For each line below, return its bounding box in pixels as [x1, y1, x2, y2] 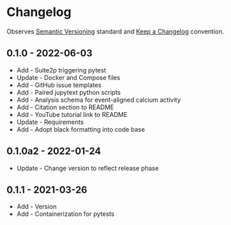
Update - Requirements [16, 118, 84, 126]
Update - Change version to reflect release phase [16, 164, 159, 172]
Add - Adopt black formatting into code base [16, 125, 145, 133]
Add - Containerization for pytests [16, 210, 115, 218]
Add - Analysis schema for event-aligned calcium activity [16, 95, 182, 104]
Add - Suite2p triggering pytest [16, 65, 106, 74]
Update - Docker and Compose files [16, 73, 120, 82]
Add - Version [16, 203, 57, 211]
